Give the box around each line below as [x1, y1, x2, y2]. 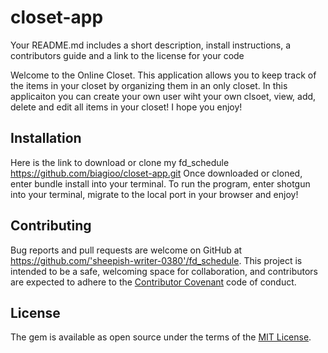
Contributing [10, 217, 92, 235]
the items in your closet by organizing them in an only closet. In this [10, 79, 288, 91]
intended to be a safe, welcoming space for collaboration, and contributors [10, 265, 318, 277]
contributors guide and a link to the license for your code [10, 49, 245, 61]
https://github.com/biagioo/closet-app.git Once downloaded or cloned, [10, 167, 303, 179]
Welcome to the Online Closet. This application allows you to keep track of [10, 69, 317, 81]
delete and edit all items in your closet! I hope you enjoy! [10, 101, 243, 113]
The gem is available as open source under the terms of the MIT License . [10, 331, 312, 343]
